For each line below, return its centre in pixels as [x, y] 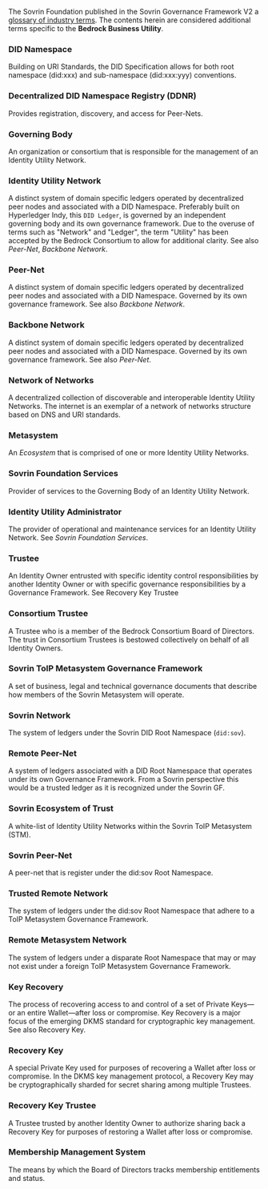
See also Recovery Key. [47, 1029]
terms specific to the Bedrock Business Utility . [86, 28]
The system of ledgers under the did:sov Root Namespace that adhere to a [132, 911]
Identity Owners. [36, 648]
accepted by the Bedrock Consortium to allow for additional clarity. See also [134, 241]
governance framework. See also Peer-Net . [80, 359]
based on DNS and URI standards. [65, 414]
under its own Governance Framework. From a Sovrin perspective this [124, 779]
